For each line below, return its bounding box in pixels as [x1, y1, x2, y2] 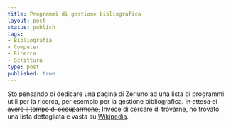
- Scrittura [7, 57, 43, 64]
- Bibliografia [7, 37, 53, 44]
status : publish [7, 23, 55, 31]
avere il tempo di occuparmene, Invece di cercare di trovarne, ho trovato [7, 105, 220, 113]
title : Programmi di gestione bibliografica [7, 10, 141, 18]
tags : [7, 30, 23, 38]
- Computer [7, 43, 40, 50]
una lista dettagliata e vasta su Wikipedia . [7, 112, 129, 121]
